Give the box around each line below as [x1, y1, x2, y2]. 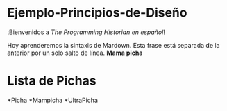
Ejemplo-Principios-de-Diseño [7, 5, 187, 21]
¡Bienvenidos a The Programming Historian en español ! [7, 28, 165, 36]
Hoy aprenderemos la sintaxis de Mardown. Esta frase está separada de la [7, 41, 220, 49]
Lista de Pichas [7, 73, 96, 89]
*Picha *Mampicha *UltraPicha [7, 96, 99, 104]
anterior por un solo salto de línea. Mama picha [7, 49, 143, 57]
